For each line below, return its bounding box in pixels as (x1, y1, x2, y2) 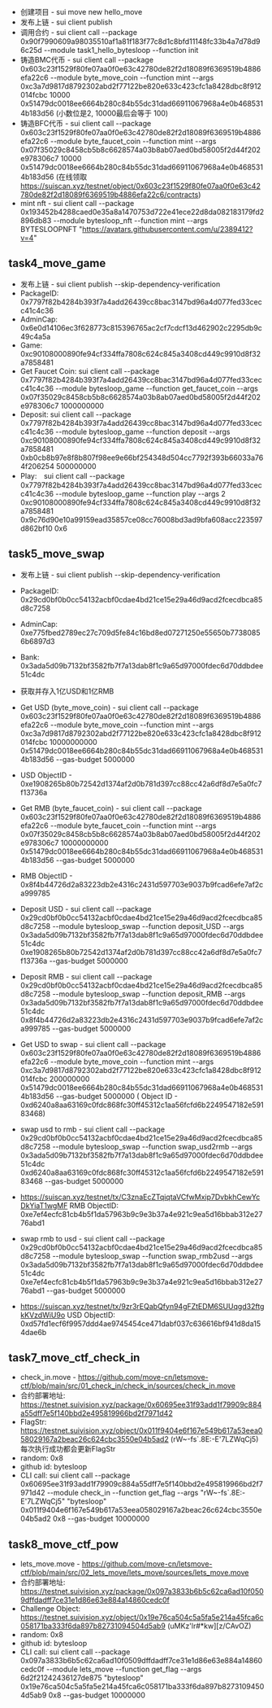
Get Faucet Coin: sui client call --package (19, 366, 160, 376)
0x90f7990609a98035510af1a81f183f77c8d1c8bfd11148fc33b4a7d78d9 (19, 37, 261, 46)
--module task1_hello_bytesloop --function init (43, 46, 199, 55)
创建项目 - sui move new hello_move (19, 7, 143, 16)
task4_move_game (8, 256, 106, 270)
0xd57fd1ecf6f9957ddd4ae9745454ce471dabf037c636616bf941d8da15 (19, 1318, 261, 1329)
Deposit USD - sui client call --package (19, 904, 152, 913)
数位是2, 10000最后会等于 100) (65, 108, 169, 118)
